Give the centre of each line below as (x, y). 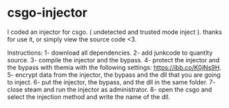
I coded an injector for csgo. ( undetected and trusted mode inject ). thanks (114, 32)
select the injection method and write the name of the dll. (89, 97)
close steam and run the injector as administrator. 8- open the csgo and (110, 89)
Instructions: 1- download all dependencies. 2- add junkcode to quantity (110, 53)
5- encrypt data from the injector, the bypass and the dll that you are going (114, 75)
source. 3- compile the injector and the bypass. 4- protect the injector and (113, 60)
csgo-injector (48, 13)
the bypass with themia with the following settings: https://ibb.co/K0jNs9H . (114, 67)
